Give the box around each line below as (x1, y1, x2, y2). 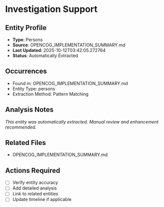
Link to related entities (12, 191, 58, 197)
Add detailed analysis (12, 185, 57, 191)
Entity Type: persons (12, 85, 55, 91)
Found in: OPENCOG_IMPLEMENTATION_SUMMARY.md (12, 80, 128, 86)
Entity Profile (5, 23, 46, 32)
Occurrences (5, 67, 47, 75)
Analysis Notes (5, 105, 54, 114)
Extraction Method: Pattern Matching (12, 91, 89, 97)
